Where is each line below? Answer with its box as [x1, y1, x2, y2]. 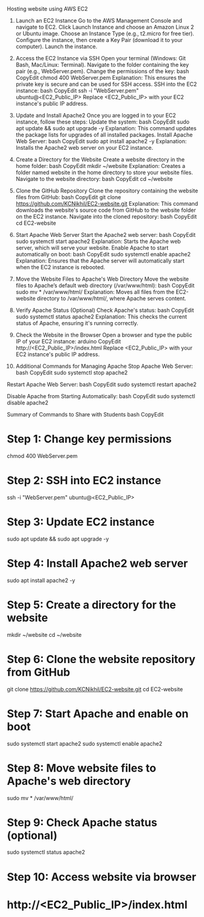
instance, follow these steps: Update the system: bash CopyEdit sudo [15, 118, 190, 125]
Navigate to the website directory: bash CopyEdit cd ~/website [15, 175, 173, 182]
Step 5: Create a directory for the [7, 598, 177, 611]
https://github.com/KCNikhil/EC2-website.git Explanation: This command [15, 200, 199, 207]
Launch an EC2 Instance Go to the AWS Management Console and [15, 17, 183, 24]
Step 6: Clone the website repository [7, 652, 196, 666]
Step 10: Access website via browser [7, 870, 197, 884]
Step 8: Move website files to [7, 761, 157, 775]
